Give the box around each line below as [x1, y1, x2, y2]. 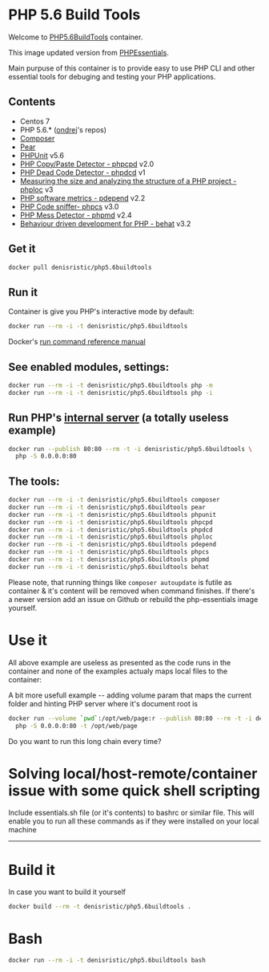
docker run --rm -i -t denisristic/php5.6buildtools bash [8, 957, 206, 965]
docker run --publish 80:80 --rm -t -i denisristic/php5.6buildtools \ [8, 445, 252, 453]
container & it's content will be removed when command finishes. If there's [8, 586, 255, 596]
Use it [8, 632, 48, 649]
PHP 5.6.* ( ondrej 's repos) [19, 124, 106, 134]
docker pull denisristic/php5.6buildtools [8, 263, 152, 271]
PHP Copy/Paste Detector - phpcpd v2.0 [19, 159, 155, 169]
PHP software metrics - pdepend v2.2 [19, 193, 146, 202]
